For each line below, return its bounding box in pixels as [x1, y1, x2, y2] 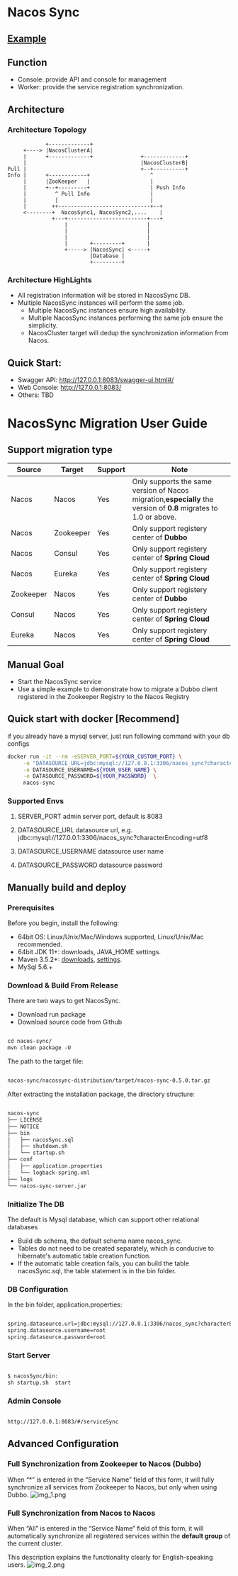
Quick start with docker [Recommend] [7, 713, 180, 725]
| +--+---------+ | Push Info [23, 184, 186, 191]
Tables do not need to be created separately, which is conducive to [17, 1244, 215, 1252]
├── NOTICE [7, 1123, 40, 1130]
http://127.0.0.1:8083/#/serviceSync [7, 1419, 119, 1426]
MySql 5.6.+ [17, 963, 53, 971]
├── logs [7, 1175, 33, 1183]
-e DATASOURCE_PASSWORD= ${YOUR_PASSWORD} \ [23, 773, 157, 780]
